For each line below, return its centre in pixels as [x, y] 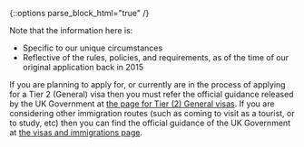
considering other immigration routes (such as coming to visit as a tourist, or [152, 113]
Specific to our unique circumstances [93, 48]
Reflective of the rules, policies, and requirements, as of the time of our [155, 57]
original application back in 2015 [83, 67]
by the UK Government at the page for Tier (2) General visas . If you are [142, 104]
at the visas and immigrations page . [76, 133]
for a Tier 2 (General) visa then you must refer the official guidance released [152, 94]
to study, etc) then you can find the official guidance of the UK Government [150, 123]
